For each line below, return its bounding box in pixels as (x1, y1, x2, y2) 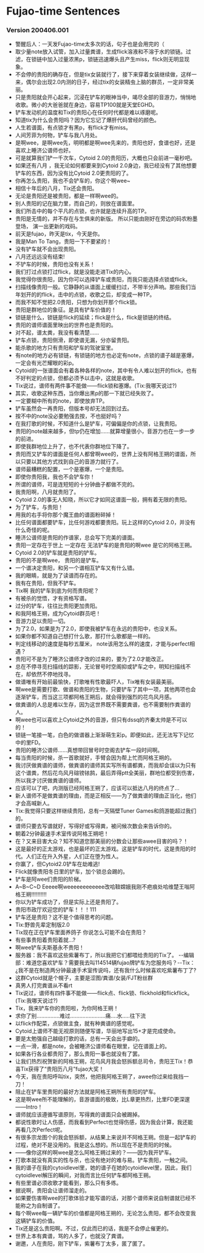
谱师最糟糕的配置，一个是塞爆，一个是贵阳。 (15, 466, 127, 473)
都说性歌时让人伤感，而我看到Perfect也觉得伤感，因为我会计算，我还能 (15, 1119, 193, 1126)
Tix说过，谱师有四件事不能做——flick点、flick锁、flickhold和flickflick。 (15, 989, 193, 997)
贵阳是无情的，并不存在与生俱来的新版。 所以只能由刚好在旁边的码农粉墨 (15, 215, 198, 222)
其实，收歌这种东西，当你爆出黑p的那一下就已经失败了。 (15, 390, 157, 397)
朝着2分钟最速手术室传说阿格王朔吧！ (15, 830, 109, 838)
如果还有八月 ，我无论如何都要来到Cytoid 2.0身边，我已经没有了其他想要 (15, 162, 197, 169)
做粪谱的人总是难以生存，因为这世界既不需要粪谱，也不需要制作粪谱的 (15, 701, 191, 708)
